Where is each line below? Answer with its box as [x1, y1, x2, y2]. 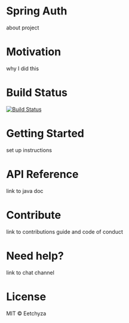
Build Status [6, 86, 67, 99]
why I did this [6, 65, 39, 72]
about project [6, 24, 39, 31]
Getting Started [6, 127, 85, 140]
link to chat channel [6, 268, 55, 276]
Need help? [6, 249, 64, 262]
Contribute [6, 208, 62, 222]
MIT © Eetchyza [6, 310, 47, 317]
